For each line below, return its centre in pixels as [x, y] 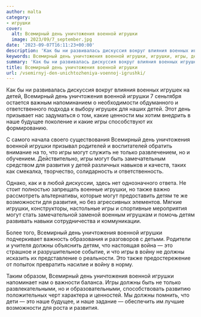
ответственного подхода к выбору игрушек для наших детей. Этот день [98, 109]
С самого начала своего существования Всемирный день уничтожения [98, 140]
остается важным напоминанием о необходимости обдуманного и [92, 103]
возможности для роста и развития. [53, 308]
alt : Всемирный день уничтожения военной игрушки [74, 34]
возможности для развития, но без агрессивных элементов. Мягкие [94, 202]
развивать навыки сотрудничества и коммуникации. [74, 221]
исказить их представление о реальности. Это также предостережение [98, 258]
